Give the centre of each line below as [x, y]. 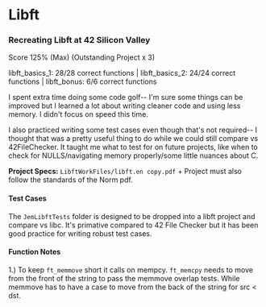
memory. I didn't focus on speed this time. [79, 114]
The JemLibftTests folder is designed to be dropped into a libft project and [132, 216]
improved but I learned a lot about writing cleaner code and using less [125, 106]
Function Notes [35, 252]
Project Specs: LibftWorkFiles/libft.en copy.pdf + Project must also [125, 172]
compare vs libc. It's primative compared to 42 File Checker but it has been [133, 225]
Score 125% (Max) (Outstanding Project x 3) [82, 57]
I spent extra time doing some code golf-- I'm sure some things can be [126, 97]
